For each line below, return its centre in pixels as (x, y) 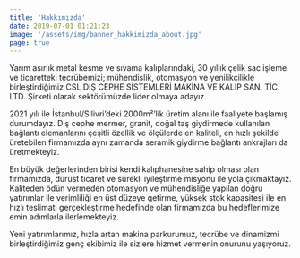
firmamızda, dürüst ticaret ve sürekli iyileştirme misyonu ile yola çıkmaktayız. (150, 179)
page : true (30, 43)
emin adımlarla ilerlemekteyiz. (64, 217)
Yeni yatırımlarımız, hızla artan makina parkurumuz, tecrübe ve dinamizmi (144, 235)
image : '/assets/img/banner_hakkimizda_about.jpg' (106, 34)
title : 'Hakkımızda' (48, 17)
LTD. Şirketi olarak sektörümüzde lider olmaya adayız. (108, 97)
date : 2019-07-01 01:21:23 (60, 26)
